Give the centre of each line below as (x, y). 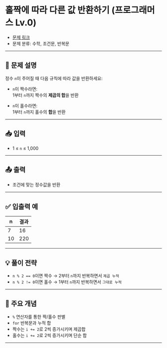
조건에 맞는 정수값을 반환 (36, 185)
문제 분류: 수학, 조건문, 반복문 (41, 43)
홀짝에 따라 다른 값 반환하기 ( (60, 10)
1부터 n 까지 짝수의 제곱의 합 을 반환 (45, 95)
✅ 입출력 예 (22, 207)
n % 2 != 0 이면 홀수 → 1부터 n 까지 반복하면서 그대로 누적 (67, 282)
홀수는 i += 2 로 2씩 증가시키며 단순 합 (49, 335)
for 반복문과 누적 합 (32, 323)
